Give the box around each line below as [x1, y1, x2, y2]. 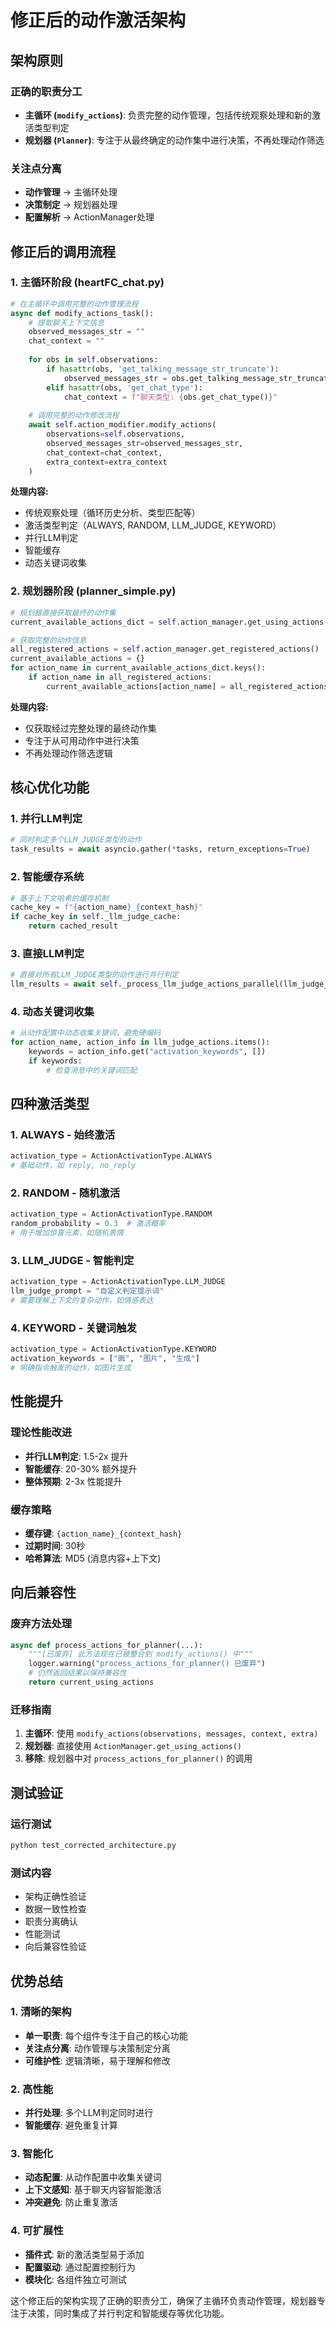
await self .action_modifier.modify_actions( [28, 420, 217, 430]
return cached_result [28, 921, 118, 931]
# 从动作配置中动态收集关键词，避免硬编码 [10, 1028, 162, 1038]
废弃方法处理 [10, 1617, 73, 1631]
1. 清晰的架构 [10, 2005, 72, 2019]
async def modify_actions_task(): [10, 308, 155, 318]
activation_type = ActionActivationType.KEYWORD [10, 1344, 217, 1355]
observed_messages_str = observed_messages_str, [46, 438, 244, 448]
